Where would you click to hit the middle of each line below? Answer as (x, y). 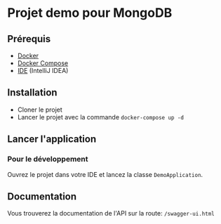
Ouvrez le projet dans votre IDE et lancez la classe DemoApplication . (105, 174)
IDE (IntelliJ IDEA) (43, 71)
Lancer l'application (52, 139)
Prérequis (29, 39)
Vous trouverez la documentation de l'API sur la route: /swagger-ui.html (111, 213)
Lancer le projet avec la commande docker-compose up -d (101, 117)
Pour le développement (48, 159)
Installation (32, 93)
